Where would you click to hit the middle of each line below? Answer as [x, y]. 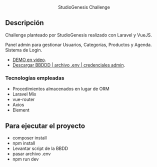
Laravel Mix [24, 94]
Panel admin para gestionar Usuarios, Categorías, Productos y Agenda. [78, 44]
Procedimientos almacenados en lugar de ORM [61, 89]
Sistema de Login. [24, 50]
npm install [24, 143]
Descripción [24, 23]
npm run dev [25, 159]
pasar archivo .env [31, 153]
